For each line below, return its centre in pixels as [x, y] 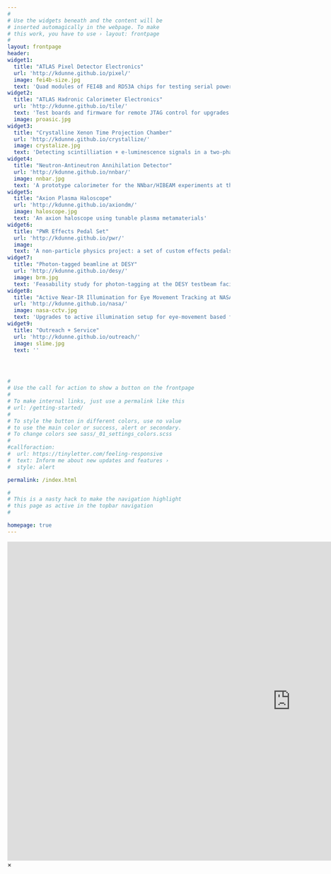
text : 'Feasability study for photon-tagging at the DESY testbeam [115, 284]
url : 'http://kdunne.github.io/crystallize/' [82, 139]
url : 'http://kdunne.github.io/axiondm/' [76, 205]
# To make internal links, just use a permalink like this [96, 401]
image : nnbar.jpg [39, 179]
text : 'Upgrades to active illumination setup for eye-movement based [120, 317]
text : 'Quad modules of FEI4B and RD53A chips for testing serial [114, 86]
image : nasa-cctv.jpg [46, 310]
